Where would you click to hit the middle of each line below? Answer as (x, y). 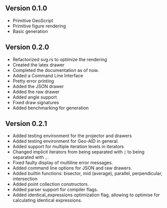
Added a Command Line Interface (48, 75)
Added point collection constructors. (51, 184)
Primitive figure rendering (39, 26)
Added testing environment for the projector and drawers (72, 136)
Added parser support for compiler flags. (55, 190)
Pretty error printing (33, 81)
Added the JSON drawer (38, 86)
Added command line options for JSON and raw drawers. (72, 168)
